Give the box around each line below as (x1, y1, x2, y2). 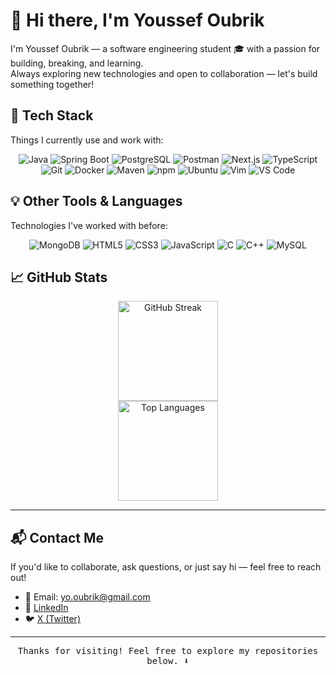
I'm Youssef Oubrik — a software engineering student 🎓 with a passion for (10, 42, 321, 54)
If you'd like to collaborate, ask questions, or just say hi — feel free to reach (10, 561, 322, 573)
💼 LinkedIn (24, 602, 69, 614)
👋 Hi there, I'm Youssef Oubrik (10, 9, 265, 32)
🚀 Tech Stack (10, 107, 94, 124)
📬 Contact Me (10, 529, 104, 546)
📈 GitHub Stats (10, 269, 108, 286)
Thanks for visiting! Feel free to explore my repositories (17, 645, 319, 657)
